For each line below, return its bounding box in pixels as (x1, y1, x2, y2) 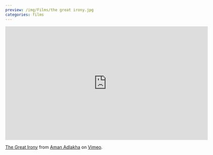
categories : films (5, 12, 44, 17)
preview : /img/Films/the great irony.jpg (5, 7, 94, 13)
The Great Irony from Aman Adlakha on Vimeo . (5, 144, 103, 150)
